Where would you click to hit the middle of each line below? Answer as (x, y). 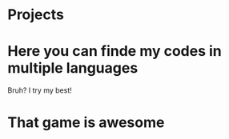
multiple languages (73, 68)
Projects (36, 15)
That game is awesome (86, 123)
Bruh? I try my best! (40, 90)
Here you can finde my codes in (114, 52)
